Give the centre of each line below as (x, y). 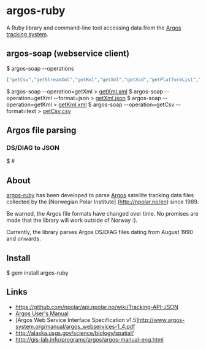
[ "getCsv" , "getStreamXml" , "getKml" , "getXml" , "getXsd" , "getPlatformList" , (103, 80)
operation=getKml (29, 104)
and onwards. (24, 239)
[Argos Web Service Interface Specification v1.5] (77, 320)
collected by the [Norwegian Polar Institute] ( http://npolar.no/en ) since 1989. (103, 202)
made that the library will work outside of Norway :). (72, 220)
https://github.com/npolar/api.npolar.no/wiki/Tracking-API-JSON (97, 307)
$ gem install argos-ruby (37, 273)
